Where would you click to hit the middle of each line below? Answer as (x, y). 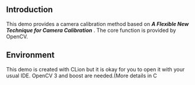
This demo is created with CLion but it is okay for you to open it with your (95, 69)
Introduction (30, 10)
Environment (31, 55)
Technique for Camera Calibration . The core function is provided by (91, 30)
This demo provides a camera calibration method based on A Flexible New (97, 24)
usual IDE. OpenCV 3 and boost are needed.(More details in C (81, 76)
